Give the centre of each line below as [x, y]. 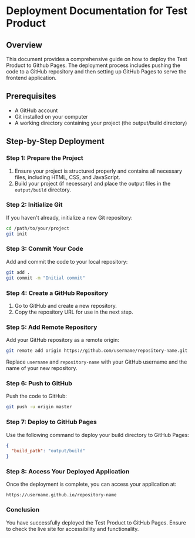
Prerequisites [31, 96]
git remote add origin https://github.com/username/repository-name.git [97, 351]
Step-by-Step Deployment [55, 141]
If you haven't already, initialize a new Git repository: [70, 217]
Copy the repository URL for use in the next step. [74, 312]
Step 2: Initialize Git [34, 205]
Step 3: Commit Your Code [45, 249]
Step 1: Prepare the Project [45, 158]
